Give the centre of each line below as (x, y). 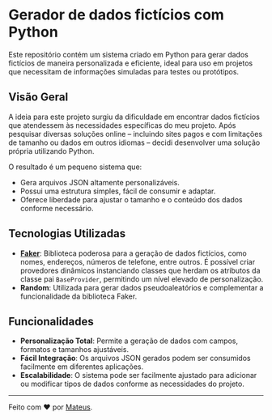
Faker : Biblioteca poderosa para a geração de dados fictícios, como (133, 253)
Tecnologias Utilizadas (67, 233)
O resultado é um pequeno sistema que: (75, 167)
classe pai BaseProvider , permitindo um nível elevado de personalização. (142, 279)
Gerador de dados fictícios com (116, 15)
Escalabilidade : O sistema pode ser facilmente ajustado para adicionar (138, 375)
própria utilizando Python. (51, 151)
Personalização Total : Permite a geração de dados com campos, (129, 341)
